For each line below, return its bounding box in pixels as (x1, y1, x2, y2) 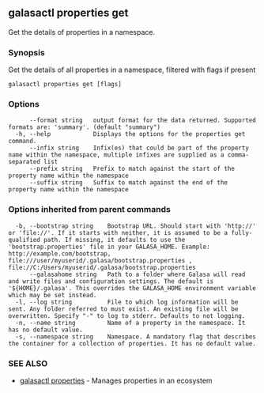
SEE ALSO (8, 357, 48, 368)
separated (8, 158, 41, 166)
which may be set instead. (8, 291, 97, 299)
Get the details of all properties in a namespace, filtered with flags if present (8, 65, 256, 74)
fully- (231, 229, 253, 236)
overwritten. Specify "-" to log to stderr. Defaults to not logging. (8, 312, 246, 319)
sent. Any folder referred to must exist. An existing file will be (8, 304, 239, 313)
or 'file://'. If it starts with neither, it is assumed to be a (8, 229, 228, 236)
